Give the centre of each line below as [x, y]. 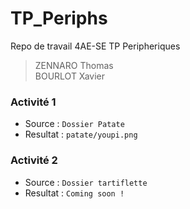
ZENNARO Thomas [74, 65]
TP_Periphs [59, 18]
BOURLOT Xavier [69, 76]
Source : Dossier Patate [74, 124]
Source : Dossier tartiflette [86, 182]
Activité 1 [33, 102]
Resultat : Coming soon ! [74, 193]
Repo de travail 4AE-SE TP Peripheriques [95, 46]
